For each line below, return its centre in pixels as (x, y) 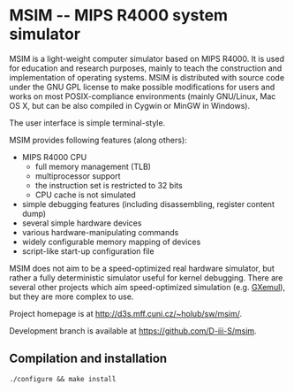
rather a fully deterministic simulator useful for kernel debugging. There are (146, 277)
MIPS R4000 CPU (54, 157)
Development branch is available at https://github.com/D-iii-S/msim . (133, 331)
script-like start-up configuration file (88, 251)
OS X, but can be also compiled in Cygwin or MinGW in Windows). (129, 105)
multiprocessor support (78, 176)
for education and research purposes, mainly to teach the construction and (146, 68)
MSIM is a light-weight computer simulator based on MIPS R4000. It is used (147, 58)
